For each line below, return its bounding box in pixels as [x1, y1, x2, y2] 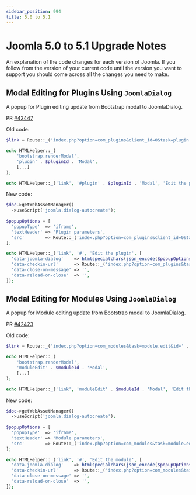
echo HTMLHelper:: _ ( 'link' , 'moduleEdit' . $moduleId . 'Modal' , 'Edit [6, 386, 184, 392]
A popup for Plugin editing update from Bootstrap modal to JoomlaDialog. [6, 103, 183, 110]
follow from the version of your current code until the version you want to [6, 65, 182, 72]
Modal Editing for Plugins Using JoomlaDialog [6, 88, 172, 98]
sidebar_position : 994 [6, 8, 61, 15]
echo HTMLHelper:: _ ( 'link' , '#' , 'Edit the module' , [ [6, 456, 142, 462]
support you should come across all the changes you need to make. [6, 71, 169, 78]
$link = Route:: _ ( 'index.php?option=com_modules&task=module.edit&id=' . [6, 343, 190, 349]
